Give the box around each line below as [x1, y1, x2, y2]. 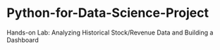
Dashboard [6, 35, 39, 44]
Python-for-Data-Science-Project [6, 5, 209, 21]
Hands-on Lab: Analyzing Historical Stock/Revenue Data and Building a [6, 28, 214, 37]
